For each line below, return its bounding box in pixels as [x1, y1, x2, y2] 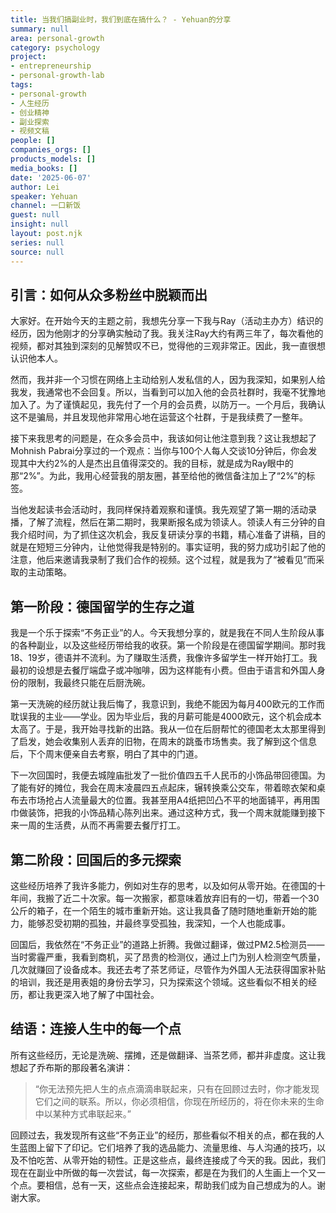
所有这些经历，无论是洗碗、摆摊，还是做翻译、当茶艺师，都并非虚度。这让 [10, 1049, 317, 1061]
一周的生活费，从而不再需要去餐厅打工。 [18, 819, 186, 831]
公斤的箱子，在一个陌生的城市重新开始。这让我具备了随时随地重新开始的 [10, 904, 308, 916]
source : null [10, 247, 65, 257]
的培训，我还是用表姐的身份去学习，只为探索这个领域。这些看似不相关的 [10, 976, 308, 988]
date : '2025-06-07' [10, 172, 92, 183]
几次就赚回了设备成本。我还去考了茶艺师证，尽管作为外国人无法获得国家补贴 [10, 963, 326, 975]
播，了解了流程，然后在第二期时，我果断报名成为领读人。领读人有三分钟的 [10, 516, 317, 528]
